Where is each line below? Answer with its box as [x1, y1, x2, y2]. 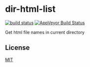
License [5, 43, 30, 52]
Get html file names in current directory [5, 29, 85, 35]
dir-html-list [5, 3, 56, 15]
